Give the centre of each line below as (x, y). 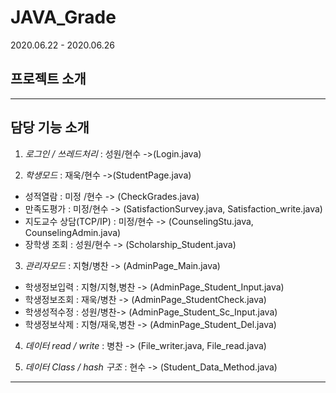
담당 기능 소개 (50, 127)
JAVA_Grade (63, 17)
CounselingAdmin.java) (73, 232)
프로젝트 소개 (48, 79)
